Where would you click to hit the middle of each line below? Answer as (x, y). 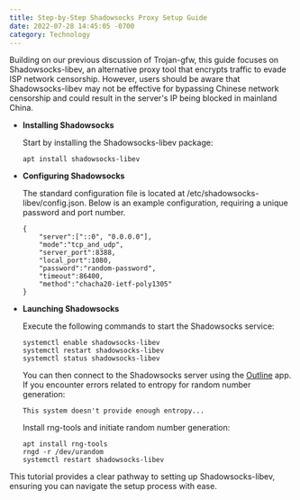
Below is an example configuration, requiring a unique (188, 203)
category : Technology (50, 34)
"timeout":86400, (71, 277)
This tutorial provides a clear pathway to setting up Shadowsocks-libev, (142, 477)
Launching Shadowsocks (71, 309)
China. (22, 108)
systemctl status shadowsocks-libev (91, 359)
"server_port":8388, (77, 253)
